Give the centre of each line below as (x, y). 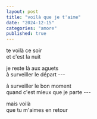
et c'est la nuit (24, 57)
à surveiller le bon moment (39, 86)
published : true (26, 34)
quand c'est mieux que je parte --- (48, 92)
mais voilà (18, 104)
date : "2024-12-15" (30, 22)
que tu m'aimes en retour (37, 110)
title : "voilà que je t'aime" (44, 17)
